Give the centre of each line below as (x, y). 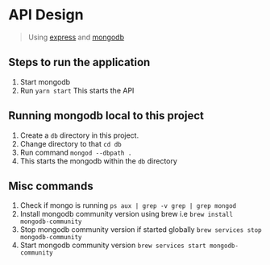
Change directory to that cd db (71, 143)
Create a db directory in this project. (79, 135)
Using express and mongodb (76, 37)
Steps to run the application (79, 62)
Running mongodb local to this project (106, 116)
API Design (46, 15)
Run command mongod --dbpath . (76, 152)
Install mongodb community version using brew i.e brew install (127, 214)
